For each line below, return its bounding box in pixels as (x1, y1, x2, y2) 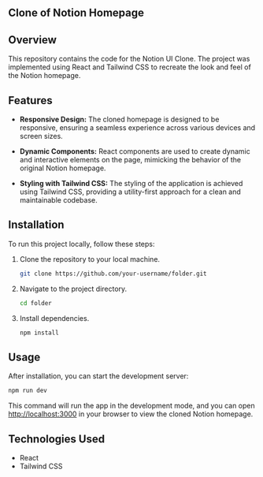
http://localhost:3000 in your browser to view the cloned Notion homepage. (8, 409, 254, 419)
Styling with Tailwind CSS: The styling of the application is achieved (19, 179, 243, 188)
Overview (8, 33, 57, 47)
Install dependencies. (19, 313, 90, 322)
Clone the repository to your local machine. (19, 254, 160, 263)
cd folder (19, 299, 53, 307)
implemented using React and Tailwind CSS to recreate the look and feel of (8, 62, 252, 72)
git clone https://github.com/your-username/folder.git (19, 270, 207, 278)
